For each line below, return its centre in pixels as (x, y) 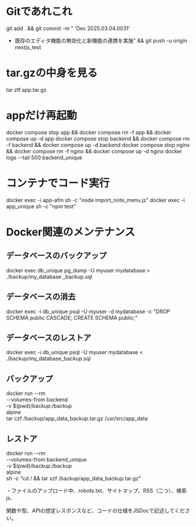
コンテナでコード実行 (58, 183)
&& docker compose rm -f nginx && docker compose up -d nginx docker (94, 151)
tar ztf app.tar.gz (27, 89)
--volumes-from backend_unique (46, 459)
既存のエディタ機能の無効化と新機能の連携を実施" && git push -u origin (101, 40)
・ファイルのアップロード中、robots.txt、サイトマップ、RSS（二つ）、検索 (97, 491)
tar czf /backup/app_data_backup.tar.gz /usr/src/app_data (77, 419)
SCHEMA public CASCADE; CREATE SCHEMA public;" (72, 317)
